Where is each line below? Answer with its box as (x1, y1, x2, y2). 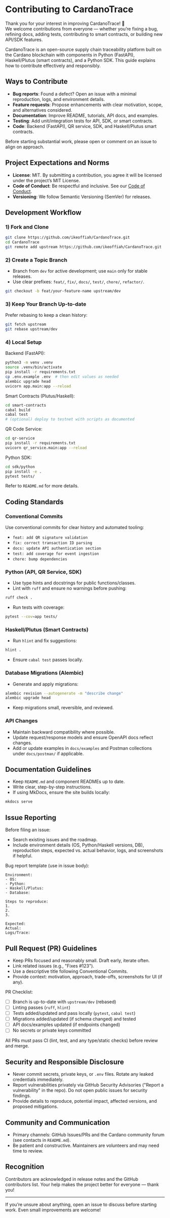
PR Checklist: (5, 989, 33, 995)
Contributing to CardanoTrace (5, 4, 134, 15)
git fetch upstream (5, 322, 47, 327)
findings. (12, 1093, 31, 1099)
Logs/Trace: (5, 930, 30, 935)
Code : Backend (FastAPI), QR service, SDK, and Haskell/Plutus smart (12, 123, 157, 129)
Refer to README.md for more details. (5, 483, 79, 489)
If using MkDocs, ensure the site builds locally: (12, 789, 110, 796)
